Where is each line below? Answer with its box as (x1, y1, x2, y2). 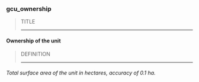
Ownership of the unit (6, 37, 61, 44)
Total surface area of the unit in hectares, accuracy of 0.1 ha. (6, 70, 156, 77)
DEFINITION (20, 50, 50, 57)
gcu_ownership (6, 5, 52, 13)
